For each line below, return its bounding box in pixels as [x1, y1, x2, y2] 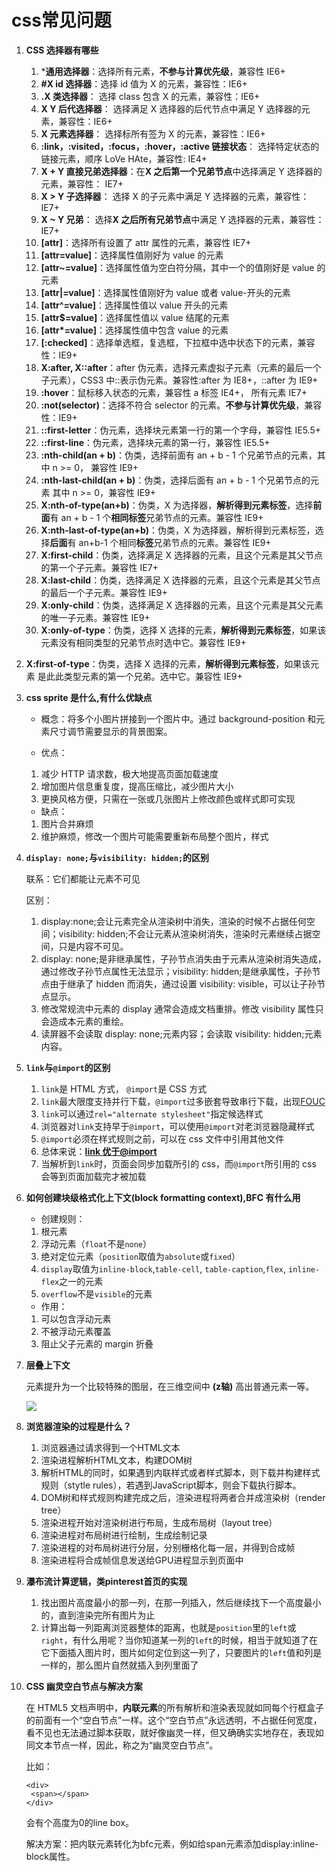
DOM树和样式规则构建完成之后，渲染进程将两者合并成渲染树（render [40, 1491, 326, 1503]
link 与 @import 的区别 [25, 1061, 111, 1073]
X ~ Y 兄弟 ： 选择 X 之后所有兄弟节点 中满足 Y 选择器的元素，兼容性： [40, 213, 325, 225]
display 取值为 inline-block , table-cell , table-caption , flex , [40, 1262, 287, 1275]
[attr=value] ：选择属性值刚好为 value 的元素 [40, 249, 224, 261]
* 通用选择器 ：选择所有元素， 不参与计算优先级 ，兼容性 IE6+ [40, 65, 286, 77]
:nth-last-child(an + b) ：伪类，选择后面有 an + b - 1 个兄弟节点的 [40, 474, 311, 486]
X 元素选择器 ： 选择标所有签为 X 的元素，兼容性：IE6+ [40, 127, 266, 140]
